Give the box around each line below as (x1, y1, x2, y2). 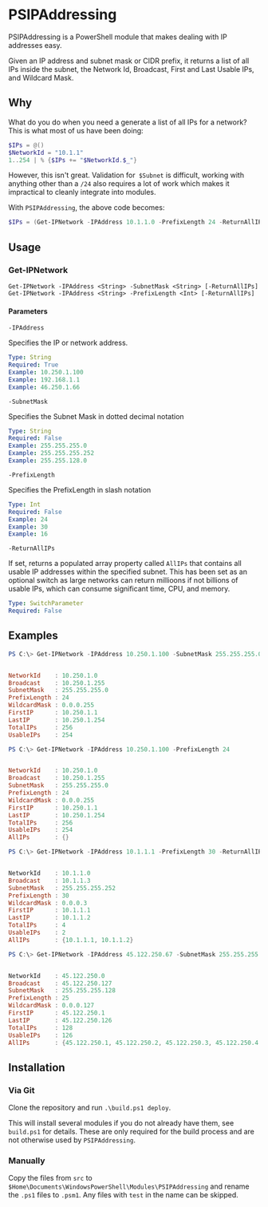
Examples (8, 629, 58, 643)
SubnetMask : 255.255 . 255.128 (8, 987, 116, 995)
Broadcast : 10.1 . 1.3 (8, 877, 91, 884)
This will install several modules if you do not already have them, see (8, 1118, 235, 1128)
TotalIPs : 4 (8, 921, 66, 929)
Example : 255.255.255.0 (8, 441, 88, 450)
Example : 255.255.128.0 (8, 457, 88, 465)
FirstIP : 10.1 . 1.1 (8, 906, 91, 915)
